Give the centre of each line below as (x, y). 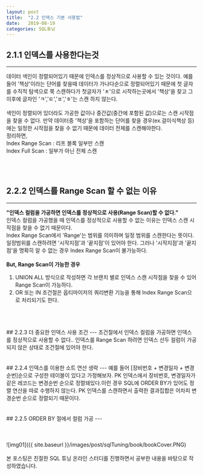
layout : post (23, 12)
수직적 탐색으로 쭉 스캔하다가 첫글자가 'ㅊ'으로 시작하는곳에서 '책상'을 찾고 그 (103, 91)
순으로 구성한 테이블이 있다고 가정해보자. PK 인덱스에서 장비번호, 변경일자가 (107, 375)
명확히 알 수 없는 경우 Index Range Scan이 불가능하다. (83, 250)
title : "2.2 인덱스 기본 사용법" (45, 18)
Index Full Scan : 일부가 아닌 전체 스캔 (52, 151)
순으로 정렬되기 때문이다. (51, 398)
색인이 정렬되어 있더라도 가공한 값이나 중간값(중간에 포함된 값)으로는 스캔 (92, 113)
